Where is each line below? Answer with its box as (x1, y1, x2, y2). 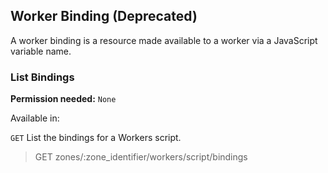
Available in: (10, 112, 60, 124)
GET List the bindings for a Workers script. (10, 132, 182, 144)
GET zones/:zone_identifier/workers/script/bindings (34, 151, 248, 163)
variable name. (10, 45, 72, 57)
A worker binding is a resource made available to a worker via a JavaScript (10, 34, 318, 46)
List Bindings (10, 70, 75, 84)
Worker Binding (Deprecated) (10, 8, 198, 25)
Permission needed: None (10, 93, 117, 105)
